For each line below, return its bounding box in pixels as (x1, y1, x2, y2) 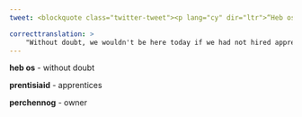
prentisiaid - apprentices (9, 80, 102, 91)
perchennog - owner (9, 97, 88, 108)
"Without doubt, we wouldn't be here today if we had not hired (25, 38, 271, 47)
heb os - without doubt (9, 62, 95, 73)
